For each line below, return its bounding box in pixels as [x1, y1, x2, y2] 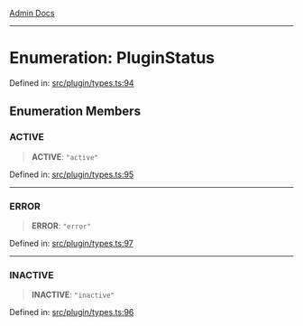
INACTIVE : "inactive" [31, 289, 115, 301]
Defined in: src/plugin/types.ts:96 [9, 307, 134, 318]
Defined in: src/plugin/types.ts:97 [9, 238, 133, 248]
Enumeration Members [9, 104, 142, 119]
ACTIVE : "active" [31, 151, 99, 162]
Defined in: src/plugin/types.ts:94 [9, 77, 134, 88]
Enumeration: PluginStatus [9, 48, 216, 69]
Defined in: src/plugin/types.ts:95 [9, 169, 134, 180]
